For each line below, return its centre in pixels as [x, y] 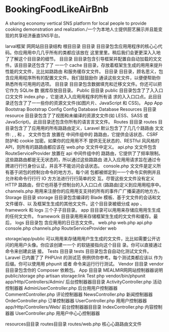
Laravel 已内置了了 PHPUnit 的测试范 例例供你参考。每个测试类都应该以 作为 [84, 257]
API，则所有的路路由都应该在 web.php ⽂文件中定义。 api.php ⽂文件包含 [81, 147]
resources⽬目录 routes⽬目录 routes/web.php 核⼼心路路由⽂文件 [73, 324]
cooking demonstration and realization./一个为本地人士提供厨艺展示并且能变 [84, 29]
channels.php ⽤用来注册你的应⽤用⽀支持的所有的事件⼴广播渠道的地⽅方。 [84, 191]
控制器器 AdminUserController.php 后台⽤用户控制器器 [61, 288]
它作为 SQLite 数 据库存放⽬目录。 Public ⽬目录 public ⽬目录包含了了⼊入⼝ [84, 90]
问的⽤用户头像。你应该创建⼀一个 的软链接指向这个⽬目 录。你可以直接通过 [83, 245]
